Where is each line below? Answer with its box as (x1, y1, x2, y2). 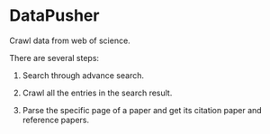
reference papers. (22, 114, 90, 125)
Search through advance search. (22, 69, 144, 81)
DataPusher (9, 5, 100, 26)
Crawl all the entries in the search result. (22, 87, 173, 98)
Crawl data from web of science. (9, 35, 130, 46)
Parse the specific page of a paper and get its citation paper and (22, 104, 263, 115)
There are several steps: (9, 52, 100, 63)
